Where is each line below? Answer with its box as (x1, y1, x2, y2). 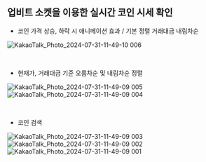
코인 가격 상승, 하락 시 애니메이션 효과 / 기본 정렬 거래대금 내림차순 (17, 27, 199, 35)
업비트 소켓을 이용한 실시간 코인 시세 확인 (7, 6, 173, 19)
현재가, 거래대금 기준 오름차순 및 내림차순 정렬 (17, 69, 144, 77)
